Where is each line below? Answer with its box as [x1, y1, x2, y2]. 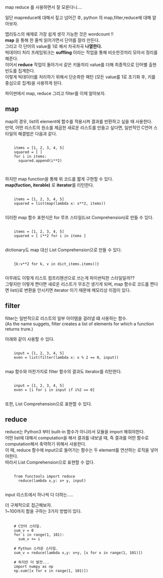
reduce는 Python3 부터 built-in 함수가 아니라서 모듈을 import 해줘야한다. [5, 429, 145, 435]
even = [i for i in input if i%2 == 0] [14, 387, 95, 392]
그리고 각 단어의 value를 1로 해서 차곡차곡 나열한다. [5, 44, 102, 49]
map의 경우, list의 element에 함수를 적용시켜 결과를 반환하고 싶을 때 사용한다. [5, 118, 153, 124]
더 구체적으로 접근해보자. [5, 502, 52, 508]
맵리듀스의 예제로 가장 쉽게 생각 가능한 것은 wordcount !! [5, 31, 114, 37]
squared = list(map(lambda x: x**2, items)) [14, 201, 106, 206]
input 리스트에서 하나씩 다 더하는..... [5, 492, 74, 498]
